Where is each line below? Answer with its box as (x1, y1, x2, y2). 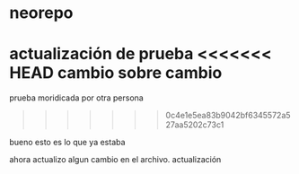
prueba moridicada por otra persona (9, 92, 144, 103)
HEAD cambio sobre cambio (9, 63, 223, 83)
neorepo (9, 3, 74, 23)
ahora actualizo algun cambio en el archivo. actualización (9, 154, 222, 165)
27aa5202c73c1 (165, 119, 224, 130)
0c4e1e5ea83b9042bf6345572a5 (165, 110, 291, 121)
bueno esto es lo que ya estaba (9, 137, 126, 148)
